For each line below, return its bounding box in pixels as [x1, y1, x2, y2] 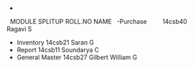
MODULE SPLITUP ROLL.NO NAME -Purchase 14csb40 [9, 17, 188, 25]
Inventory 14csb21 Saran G [16, 38, 95, 46]
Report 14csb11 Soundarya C [16, 46, 99, 54]
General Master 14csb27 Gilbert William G [16, 53, 137, 61]
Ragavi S [6, 25, 32, 33]
